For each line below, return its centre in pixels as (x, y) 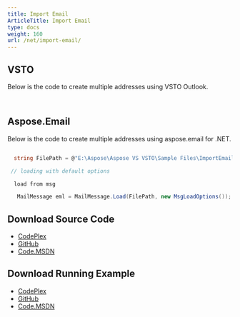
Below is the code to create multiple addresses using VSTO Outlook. (108, 86)
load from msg (35, 184)
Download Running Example (71, 274)
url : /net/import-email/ (44, 41)
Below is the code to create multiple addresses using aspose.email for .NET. (119, 139)
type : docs (24, 27)
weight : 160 (25, 34)
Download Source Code (61, 219)
